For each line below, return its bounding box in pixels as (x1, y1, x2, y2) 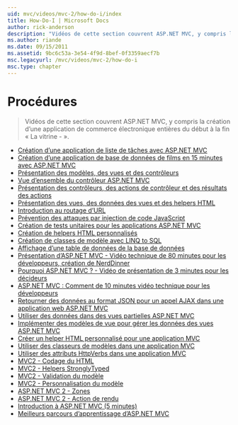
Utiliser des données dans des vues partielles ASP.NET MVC (17, 311, 195, 319)
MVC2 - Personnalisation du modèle (17, 379, 124, 387)
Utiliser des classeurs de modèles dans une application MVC (17, 341, 195, 350)
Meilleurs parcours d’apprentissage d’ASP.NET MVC (17, 409, 170, 418)
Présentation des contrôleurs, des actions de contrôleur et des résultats (17, 183, 227, 192)
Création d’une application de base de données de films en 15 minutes (17, 153, 223, 161)
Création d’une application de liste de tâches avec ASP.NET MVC (17, 146, 208, 154)
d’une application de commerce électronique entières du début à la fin (24, 125, 230, 133)
